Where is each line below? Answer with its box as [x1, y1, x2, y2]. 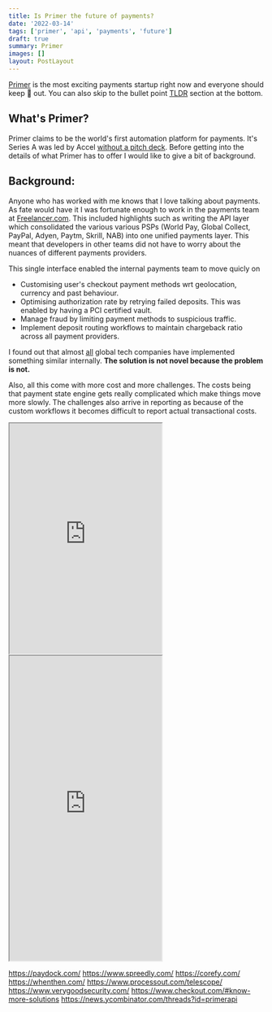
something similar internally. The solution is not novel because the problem [8, 356, 264, 365]
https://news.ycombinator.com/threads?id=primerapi [60, 994, 238, 1004]
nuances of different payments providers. [8, 247, 148, 257]
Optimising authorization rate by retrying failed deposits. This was [19, 296, 241, 306]
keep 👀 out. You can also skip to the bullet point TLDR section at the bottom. [8, 88, 264, 98]
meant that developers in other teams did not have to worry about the [8, 239, 241, 249]
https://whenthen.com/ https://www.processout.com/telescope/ [8, 977, 223, 987]
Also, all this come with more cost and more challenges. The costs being [8, 380, 252, 390]
